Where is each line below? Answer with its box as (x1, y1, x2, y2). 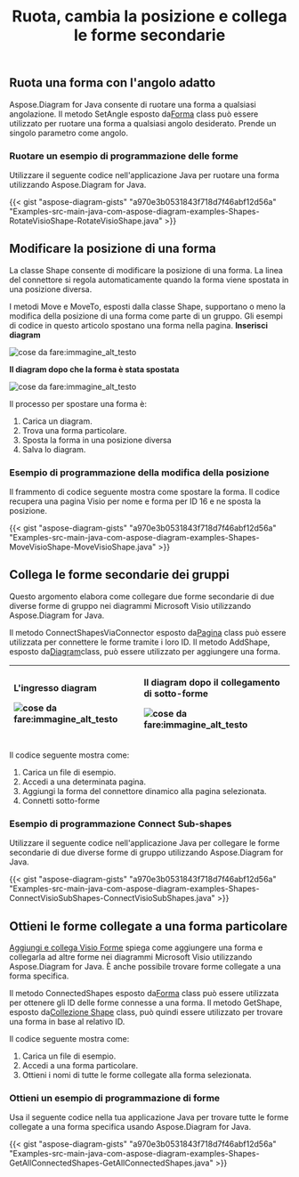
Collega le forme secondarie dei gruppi (9, 567, 230, 582)
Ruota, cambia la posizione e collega (12, 6, 287, 27)
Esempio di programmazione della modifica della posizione (9, 466, 270, 478)
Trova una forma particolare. (21, 425, 127, 435)
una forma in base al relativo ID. (9, 1016, 125, 1027)
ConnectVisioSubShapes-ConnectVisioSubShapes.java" (9, 893, 215, 904)
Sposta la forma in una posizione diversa (21, 434, 172, 445)
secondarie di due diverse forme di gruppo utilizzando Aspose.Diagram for (9, 848, 284, 858)
